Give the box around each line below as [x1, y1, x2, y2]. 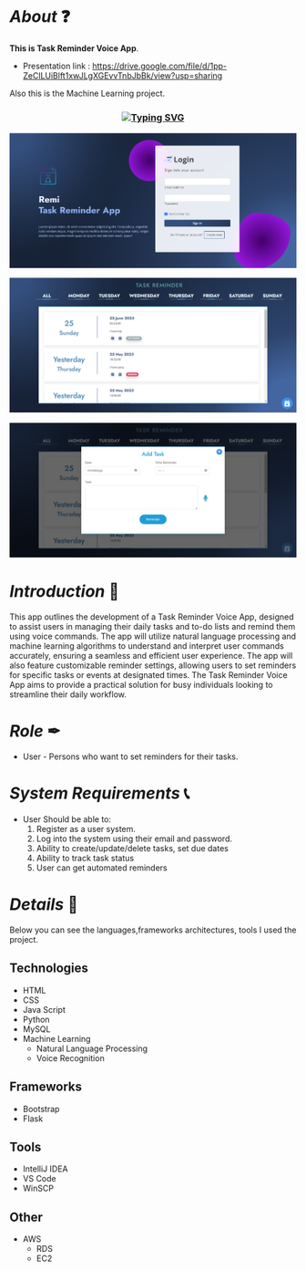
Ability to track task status [36, 853, 135, 864]
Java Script [22, 1004, 66, 1015]
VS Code [22, 1173, 56, 1184]
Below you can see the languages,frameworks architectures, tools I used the [9, 924, 297, 935]
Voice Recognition [36, 1052, 105, 1063]
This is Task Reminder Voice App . [9, 42, 139, 54]
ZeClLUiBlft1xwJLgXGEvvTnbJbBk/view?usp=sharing [22, 69, 223, 81]
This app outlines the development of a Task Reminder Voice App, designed [9, 611, 294, 622]
